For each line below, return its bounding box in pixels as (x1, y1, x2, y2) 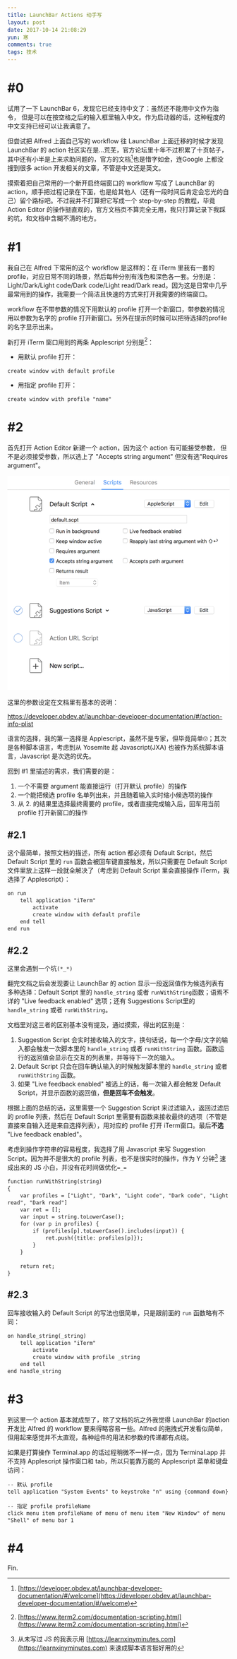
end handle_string (7, 1367, 61, 1374)
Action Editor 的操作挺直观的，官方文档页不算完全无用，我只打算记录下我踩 (7, 205, 226, 213)
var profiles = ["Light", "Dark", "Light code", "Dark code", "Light (20, 1192, 229, 1199)
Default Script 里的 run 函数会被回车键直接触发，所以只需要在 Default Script (7, 858, 228, 866)
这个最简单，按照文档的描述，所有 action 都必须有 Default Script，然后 (7, 849, 213, 857)
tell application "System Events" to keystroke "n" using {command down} (7, 1488, 229, 1495)
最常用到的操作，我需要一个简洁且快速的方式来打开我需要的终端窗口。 (7, 289, 212, 298)
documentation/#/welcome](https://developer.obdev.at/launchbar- (17, 1591, 212, 1600)
